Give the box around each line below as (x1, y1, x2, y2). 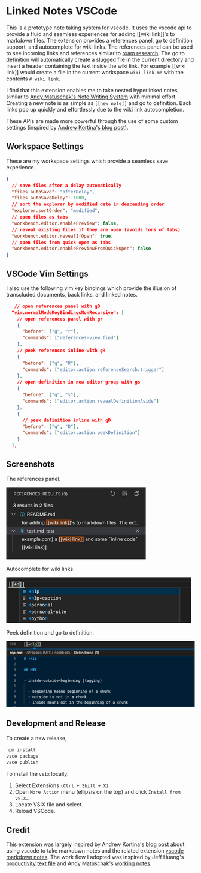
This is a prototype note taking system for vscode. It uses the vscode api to (6, 24, 193, 31)
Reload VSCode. (14, 808, 56, 815)
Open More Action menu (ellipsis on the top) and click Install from (14, 788, 181, 796)
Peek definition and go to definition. (6, 629, 95, 636)
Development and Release (6, 719, 106, 729)
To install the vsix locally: (6, 770, 69, 778)
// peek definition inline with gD (22, 417, 111, 423)
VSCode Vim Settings (6, 268, 89, 279)
